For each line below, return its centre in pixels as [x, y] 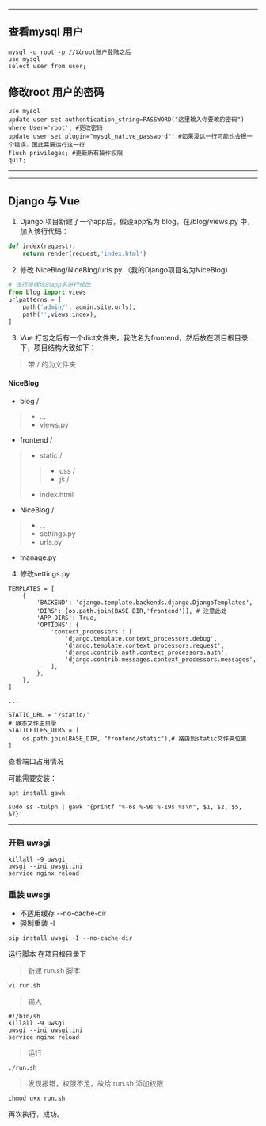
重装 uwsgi [29, 894]
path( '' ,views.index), [60, 314]
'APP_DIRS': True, [67, 618]
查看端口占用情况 [36, 761]
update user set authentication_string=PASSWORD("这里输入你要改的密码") [126, 120]
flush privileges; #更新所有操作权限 [66, 153]
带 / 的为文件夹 [52, 364]
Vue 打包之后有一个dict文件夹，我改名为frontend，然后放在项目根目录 [134, 338]
